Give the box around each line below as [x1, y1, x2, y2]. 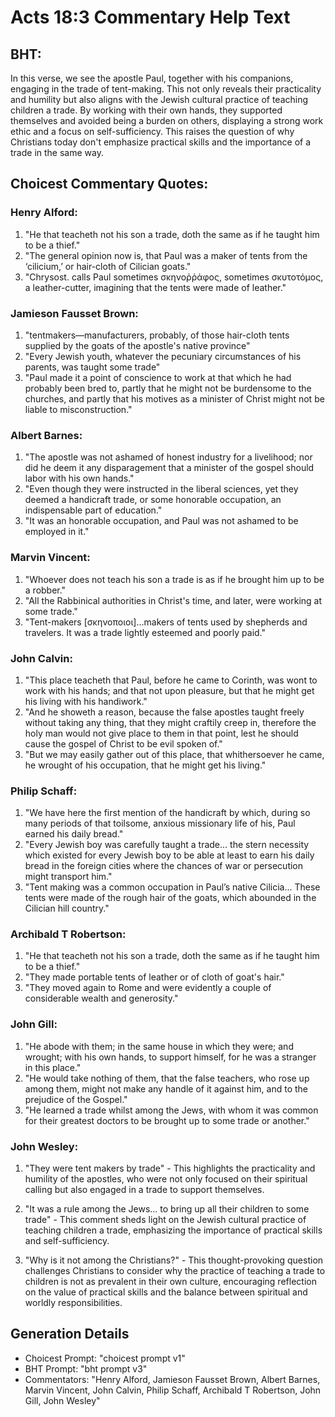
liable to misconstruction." [24, 403, 133, 415]
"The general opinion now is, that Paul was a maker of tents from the [24, 249, 308, 261]
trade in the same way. [10, 147, 104, 158]
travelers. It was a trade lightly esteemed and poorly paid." [24, 626, 266, 638]
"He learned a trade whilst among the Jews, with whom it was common [24, 1104, 319, 1116]
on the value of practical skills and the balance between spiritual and [24, 1286, 308, 1298]
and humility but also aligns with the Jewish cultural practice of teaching [10, 94, 309, 105]
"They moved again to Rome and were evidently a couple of [24, 982, 272, 994]
